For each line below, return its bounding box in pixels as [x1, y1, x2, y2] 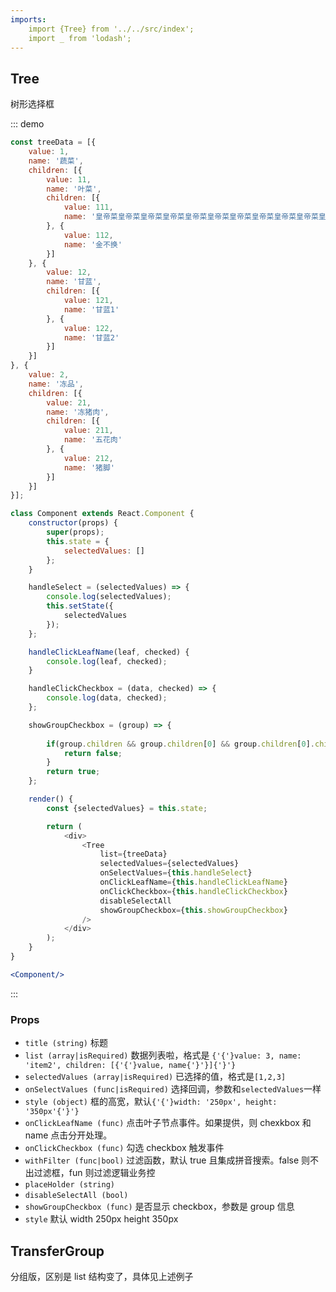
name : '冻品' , [28, 379, 84, 389]
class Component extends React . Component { [10, 509, 195, 519]
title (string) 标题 [24, 1037, 108, 1049]
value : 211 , [63, 426, 114, 436]
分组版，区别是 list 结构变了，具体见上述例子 [10, 1270, 194, 1282]
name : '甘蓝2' [63, 332, 120, 343]
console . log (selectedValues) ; [46, 592, 172, 602]
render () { [28, 794, 74, 805]
